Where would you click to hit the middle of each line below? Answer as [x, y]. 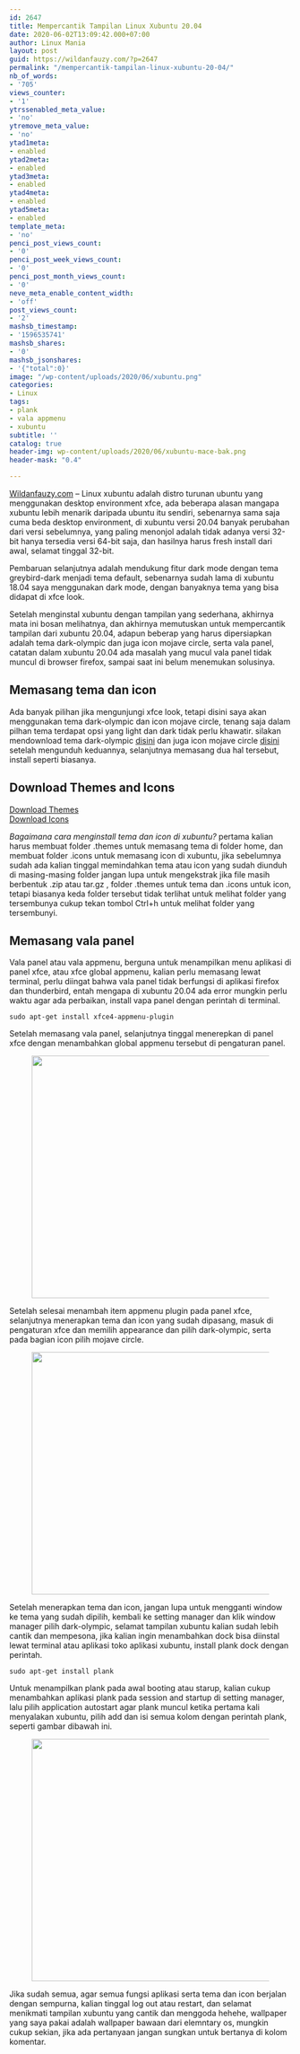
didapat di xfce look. [47, 597]
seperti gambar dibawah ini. [61, 1726]
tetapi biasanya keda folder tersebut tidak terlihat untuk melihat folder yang [148, 894]
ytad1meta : [30, 143]
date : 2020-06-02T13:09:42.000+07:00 [80, 34]
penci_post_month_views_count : [68, 277]
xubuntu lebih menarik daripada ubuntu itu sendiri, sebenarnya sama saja [145, 512]
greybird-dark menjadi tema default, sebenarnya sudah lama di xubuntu [142, 577]
